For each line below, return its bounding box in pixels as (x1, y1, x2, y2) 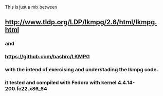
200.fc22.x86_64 (5, 85, 47, 92)
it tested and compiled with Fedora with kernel (5, 80, 117, 86)
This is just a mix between (5, 4, 57, 10)
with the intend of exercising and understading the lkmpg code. (5, 66, 159, 73)
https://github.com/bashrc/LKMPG (5, 53, 90, 60)
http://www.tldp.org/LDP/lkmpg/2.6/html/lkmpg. (5, 18, 157, 26)
